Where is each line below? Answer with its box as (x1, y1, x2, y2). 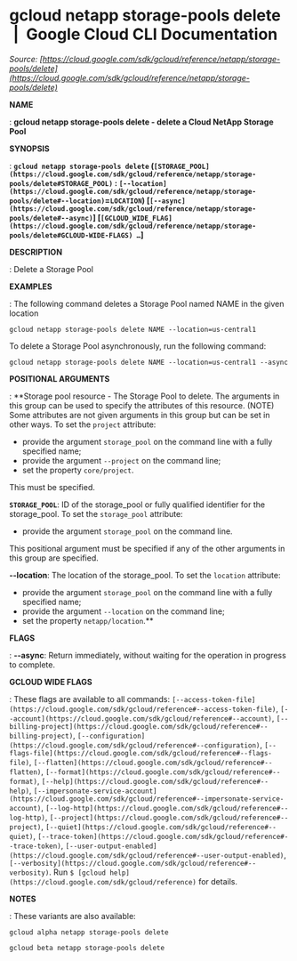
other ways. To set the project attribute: (9, 419, 157, 430)
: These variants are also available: (9, 910, 136, 921)
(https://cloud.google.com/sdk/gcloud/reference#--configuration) (9, 740, 261, 750)
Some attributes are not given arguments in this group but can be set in (9, 409, 270, 420)
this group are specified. (9, 553, 100, 563)
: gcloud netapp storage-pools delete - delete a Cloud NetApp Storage (9, 117, 274, 127)
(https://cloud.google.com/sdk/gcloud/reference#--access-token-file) (9, 705, 277, 714)
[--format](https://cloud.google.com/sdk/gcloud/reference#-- (45, 767, 281, 777)
